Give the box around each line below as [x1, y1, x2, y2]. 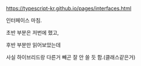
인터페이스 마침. [6, 17, 43, 24]
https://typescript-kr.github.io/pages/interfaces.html [6, 5, 132, 12]
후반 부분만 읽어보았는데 [6, 42, 61, 48]
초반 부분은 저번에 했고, [6, 29, 59, 36]
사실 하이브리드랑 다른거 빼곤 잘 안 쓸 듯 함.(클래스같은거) [6, 54, 136, 60]
